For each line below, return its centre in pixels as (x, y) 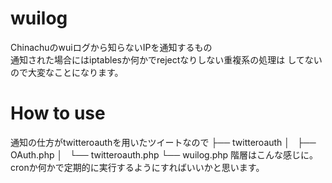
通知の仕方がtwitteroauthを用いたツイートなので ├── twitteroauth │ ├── (163, 142)
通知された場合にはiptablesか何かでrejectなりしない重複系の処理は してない (166, 59)
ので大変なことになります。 (67, 72)
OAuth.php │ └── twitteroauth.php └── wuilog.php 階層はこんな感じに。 (164, 154)
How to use (58, 113)
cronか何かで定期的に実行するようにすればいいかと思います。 (137, 167)
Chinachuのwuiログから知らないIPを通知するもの (111, 47)
